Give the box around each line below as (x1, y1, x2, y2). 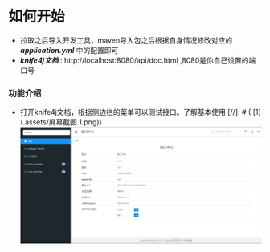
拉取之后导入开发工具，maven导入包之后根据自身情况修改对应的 (19, 35, 233, 45)
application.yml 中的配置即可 (19, 45, 119, 55)
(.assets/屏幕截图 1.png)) (19, 117, 102, 127)
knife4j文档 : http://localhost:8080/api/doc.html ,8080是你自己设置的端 (19, 55, 256, 65)
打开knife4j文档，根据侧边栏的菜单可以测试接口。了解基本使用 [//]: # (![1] (19, 108, 261, 117)
